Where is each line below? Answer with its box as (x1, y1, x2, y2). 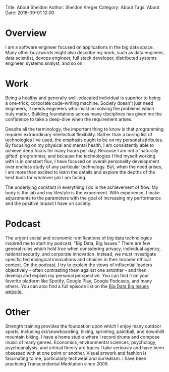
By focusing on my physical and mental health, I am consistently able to (5, 142, 154, 148)
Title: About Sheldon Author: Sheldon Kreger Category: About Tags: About (5, 5, 160, 10)
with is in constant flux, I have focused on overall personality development (5, 158, 160, 164)
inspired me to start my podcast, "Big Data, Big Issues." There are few (5, 240, 150, 246)
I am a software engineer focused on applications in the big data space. (5, 44, 154, 50)
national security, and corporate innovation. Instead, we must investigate (5, 251, 156, 257)
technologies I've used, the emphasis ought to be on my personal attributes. (5, 137, 163, 143)
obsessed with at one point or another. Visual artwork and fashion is (5, 350, 147, 356)
